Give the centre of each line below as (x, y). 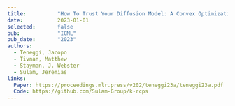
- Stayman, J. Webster (47, 66)
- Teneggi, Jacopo (41, 53)
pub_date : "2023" (42, 40)
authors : (20, 46)
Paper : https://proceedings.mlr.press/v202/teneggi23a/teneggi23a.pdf (119, 85)
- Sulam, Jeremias (41, 72)
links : (17, 78)
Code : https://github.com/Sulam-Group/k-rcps (81, 91)
